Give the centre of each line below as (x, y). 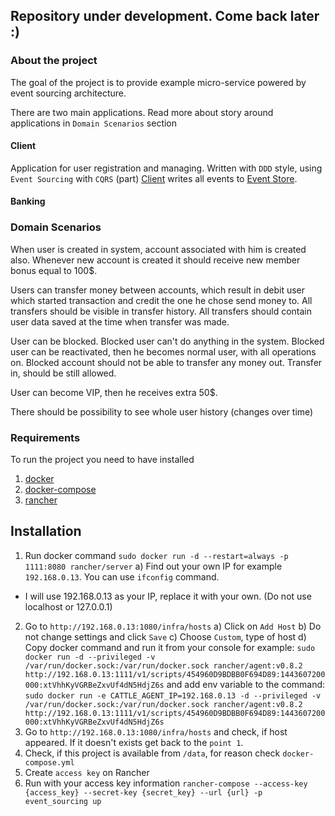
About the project (54, 61)
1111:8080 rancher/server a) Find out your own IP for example (153, 566)
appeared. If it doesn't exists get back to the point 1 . (134, 742)
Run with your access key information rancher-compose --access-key (166, 783)
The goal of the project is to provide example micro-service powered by (158, 82)
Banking (28, 201)
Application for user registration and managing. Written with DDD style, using (166, 168)
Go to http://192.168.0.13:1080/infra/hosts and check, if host (156, 731)
